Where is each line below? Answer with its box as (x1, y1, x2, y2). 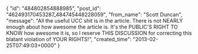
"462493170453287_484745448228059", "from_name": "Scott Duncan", (6, 11, 183, 18)
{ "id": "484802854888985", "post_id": (6, 5, 101, 12)
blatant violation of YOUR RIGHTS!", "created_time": (6, 36, 132, 42)
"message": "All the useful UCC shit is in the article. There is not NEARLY (6, 17, 183, 24)
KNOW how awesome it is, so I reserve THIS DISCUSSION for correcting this (6, 30, 192, 37)
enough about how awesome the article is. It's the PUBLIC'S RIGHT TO (6, 23, 178, 30)
